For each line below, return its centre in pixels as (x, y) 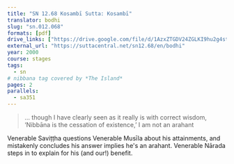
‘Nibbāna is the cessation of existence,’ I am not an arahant (109, 125)
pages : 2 (20, 85)
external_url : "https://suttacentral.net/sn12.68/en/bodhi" (96, 46)
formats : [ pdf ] (29, 33)
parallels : (23, 91)
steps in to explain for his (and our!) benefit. (70, 153)
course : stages (29, 59)
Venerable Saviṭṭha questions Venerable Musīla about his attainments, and (114, 138)
